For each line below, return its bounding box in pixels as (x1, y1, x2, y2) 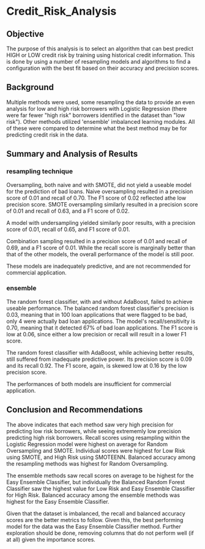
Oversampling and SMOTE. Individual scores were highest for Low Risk (6, 447, 185, 454)
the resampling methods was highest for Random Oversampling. (6, 460, 168, 467)
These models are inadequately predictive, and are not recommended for (6, 262, 191, 270)
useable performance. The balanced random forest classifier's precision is (6, 305, 195, 312)
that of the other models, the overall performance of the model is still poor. (6, 250, 195, 258)
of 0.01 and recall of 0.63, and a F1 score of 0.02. (6, 207, 130, 214)
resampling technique (6, 167, 73, 176)
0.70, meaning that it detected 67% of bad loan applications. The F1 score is (6, 324, 198, 331)
